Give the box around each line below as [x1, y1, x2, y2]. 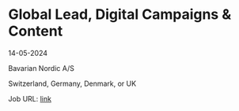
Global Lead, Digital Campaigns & [8, 6, 232, 24]
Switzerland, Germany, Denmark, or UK [8, 79, 137, 88]
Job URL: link [8, 94, 51, 103]
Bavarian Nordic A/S [8, 63, 75, 72]
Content [8, 22, 63, 40]
